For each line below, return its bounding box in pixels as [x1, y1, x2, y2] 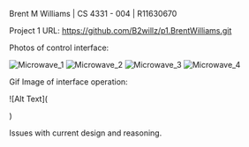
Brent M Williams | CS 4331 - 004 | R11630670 [9, 9, 177, 18]
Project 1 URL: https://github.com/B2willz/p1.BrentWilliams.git [9, 26, 232, 35]
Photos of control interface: [9, 42, 109, 53]
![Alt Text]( [9, 93, 49, 104]
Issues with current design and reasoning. [9, 128, 162, 138]
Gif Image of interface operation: [9, 77, 128, 87]
